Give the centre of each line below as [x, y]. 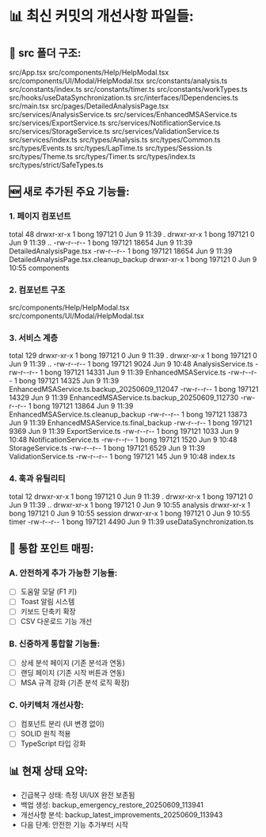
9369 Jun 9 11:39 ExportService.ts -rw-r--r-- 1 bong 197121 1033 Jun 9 [124, 432]
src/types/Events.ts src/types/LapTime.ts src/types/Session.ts [110, 148]
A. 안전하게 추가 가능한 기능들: [63, 573]
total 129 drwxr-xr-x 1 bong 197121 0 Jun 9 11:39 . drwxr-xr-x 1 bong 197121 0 [133, 356]
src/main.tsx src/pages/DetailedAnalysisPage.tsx [89, 106]
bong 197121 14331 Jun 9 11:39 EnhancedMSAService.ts [135, 372]
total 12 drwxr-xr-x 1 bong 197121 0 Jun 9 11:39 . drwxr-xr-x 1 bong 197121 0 [131, 496]
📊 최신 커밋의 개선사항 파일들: [102, 16]
